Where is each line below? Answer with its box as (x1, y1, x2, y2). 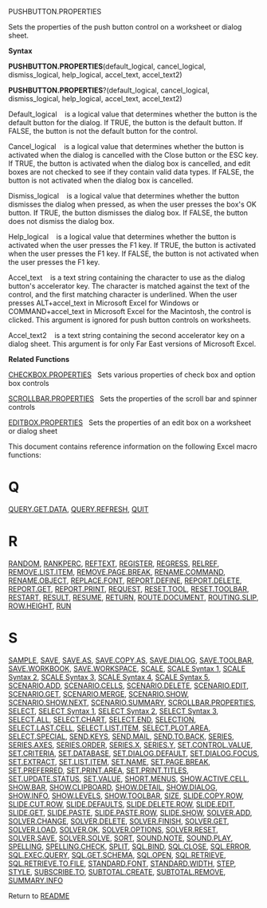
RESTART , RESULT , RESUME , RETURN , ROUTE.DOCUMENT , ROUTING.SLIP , (8, 592, 259, 602)
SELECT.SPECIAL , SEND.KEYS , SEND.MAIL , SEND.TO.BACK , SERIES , (8, 731, 234, 741)
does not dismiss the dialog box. (8, 217, 115, 226)
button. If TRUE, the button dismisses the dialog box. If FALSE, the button (8, 208, 249, 218)
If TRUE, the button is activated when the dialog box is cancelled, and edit (8, 159, 251, 168)
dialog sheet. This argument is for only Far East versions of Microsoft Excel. (8, 339, 257, 348)
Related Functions (8, 355, 70, 364)
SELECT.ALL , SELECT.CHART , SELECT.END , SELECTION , (8, 714, 197, 724)
